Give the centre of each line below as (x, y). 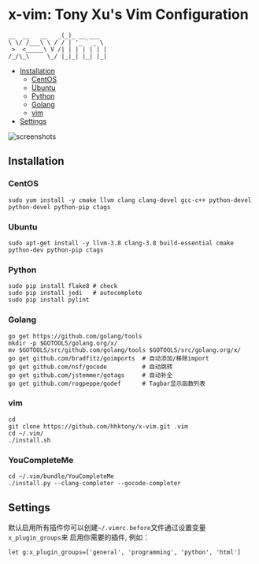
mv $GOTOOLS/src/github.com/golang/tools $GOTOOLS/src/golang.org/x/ (125, 350)
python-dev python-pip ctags (56, 250)
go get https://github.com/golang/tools (76, 336)
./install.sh (30, 440)
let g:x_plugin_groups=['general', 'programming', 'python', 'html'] (125, 552)
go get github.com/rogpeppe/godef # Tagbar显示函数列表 (107, 383)
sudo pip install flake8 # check (63, 286)
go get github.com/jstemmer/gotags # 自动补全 (91, 375)
